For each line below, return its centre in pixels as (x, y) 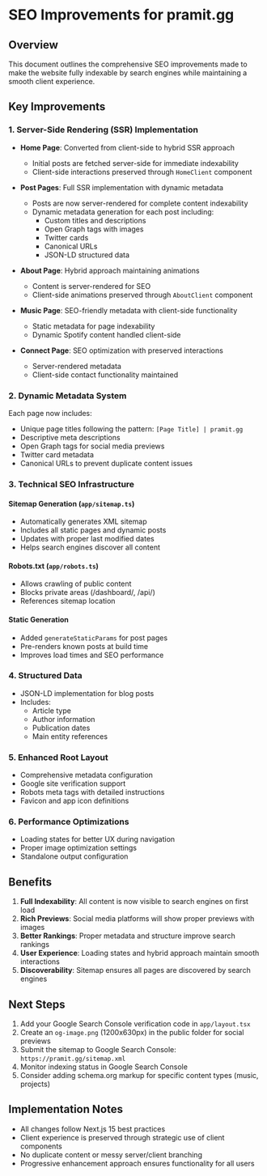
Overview (34, 45)
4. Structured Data (45, 676)
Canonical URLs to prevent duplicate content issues (106, 463)
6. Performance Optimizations (69, 822)
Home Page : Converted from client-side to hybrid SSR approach (127, 147)
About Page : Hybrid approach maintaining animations (110, 270)
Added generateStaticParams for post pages (94, 638)
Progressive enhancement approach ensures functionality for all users (137, 1163)
